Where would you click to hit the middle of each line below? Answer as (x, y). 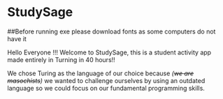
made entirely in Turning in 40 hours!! (61, 59)
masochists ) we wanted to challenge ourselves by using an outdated (106, 80)
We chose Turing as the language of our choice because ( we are (101, 73)
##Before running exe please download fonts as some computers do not (111, 31)
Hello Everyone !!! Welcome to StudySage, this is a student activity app (109, 52)
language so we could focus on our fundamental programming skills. (106, 88)
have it (17, 38)
